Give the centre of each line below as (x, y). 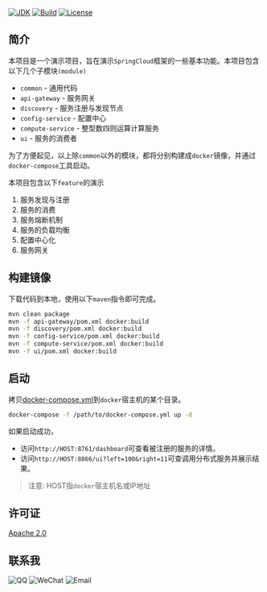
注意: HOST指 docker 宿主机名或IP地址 (89, 485)
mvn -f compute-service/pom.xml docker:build (86, 344)
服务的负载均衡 (45, 230)
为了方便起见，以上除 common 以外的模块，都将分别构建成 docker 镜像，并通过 (132, 155)
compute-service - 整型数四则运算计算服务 (89, 128)
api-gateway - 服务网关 (58, 97)
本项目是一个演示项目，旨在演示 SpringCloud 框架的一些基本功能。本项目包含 (134, 60)
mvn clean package (39, 314)
